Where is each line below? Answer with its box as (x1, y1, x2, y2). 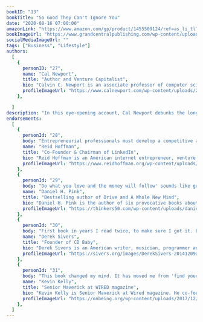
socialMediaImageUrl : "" (6, 37, 69, 43)
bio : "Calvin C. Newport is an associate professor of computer (22, 82, 188, 88)
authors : (6, 48, 28, 54)
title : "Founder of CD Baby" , (22, 239, 98, 245)
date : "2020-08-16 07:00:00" (6, 20, 80, 26)
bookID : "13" (6, 8, 39, 15)
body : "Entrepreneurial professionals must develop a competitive (22, 138, 193, 144)
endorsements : (6, 116, 42, 122)
